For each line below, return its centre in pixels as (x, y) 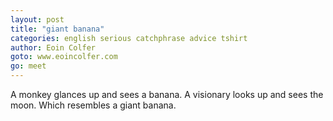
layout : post (37, 19)
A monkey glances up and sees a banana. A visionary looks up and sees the (167, 94)
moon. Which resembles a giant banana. (93, 105)
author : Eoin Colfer (53, 47)
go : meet (28, 66)
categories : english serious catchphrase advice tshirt (129, 38)
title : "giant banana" (57, 29)
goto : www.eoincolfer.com (64, 57)
